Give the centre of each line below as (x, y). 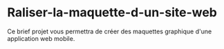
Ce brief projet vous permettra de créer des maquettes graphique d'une (110, 31)
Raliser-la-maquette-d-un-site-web (112, 13)
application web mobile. (41, 38)
